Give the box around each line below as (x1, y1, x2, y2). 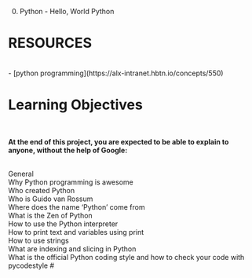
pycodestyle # (8, 261, 55, 270)
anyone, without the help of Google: (8, 145, 128, 155)
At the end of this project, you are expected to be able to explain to (8, 137, 229, 146)
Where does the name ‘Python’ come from (8, 202, 145, 211)
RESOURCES (8, 35, 93, 52)
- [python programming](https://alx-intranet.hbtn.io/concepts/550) (8, 68, 224, 78)
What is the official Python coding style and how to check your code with (8, 252, 245, 262)
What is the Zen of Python (8, 210, 93, 220)
